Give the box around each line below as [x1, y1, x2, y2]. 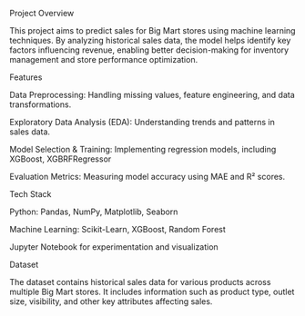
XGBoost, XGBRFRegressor [9, 153, 112, 164]
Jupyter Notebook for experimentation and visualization [9, 242, 219, 252]
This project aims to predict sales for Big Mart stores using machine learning [9, 25, 296, 35]
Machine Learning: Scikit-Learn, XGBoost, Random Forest [9, 224, 226, 234]
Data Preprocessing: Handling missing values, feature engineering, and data [9, 90, 296, 100]
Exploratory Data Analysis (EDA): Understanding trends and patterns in [9, 117, 275, 127]
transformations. [9, 99, 72, 110]
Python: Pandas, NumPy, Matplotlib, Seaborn [9, 206, 178, 217]
